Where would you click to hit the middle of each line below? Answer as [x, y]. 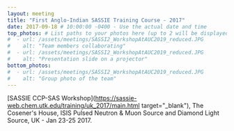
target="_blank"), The [173, 106]
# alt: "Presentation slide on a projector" [78, 59]
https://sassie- [116, 98]
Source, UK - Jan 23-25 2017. [50, 121]
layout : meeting [31, 14]
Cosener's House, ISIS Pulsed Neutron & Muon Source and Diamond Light [113, 113]
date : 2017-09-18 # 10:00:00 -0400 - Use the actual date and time [107, 26]
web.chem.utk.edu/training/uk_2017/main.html [74, 106]
